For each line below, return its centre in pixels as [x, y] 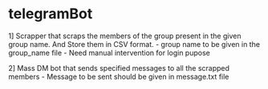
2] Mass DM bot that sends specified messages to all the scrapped [119, 68]
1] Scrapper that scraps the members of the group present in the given [125, 36]
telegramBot [51, 14]
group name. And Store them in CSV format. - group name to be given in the [134, 44]
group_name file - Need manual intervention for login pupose [109, 52]
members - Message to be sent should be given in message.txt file [119, 76]
